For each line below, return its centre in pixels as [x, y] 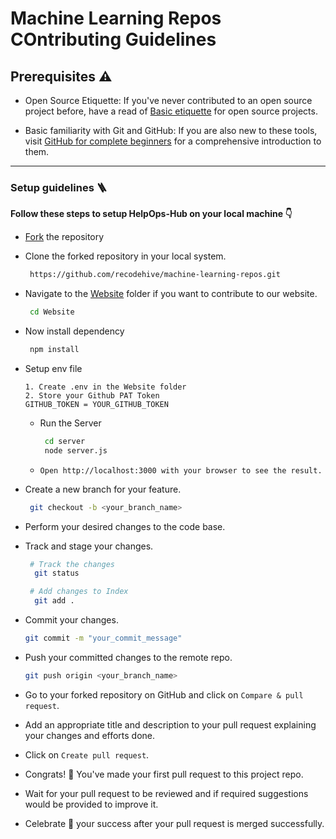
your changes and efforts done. [90, 735]
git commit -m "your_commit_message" [103, 638]
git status [57, 573]
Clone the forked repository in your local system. [125, 256]
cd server [65, 441]
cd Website [52, 312]
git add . [54, 601]
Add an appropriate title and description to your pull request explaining [170, 724]
